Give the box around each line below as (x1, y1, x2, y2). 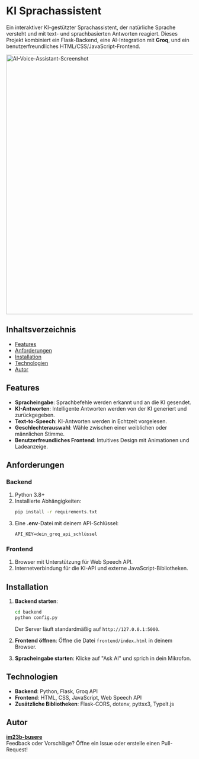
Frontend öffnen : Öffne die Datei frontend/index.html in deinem (14, 637, 173, 644)
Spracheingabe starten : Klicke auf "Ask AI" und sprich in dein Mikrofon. (14, 655, 191, 662)
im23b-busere (6, 733, 43, 740)
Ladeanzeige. (14, 443, 49, 450)
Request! (6, 746, 28, 753)
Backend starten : (14, 598, 58, 605)
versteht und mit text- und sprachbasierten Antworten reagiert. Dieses (6, 30, 178, 37)
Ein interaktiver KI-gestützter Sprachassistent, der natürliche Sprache (6, 24, 176, 31)
